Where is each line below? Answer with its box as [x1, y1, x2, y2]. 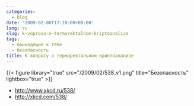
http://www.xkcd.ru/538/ [14, 86, 75, 94]
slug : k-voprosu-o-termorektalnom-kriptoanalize [6, 31, 129, 37]
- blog [11, 14, 28, 20]
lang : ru [6, 25, 28, 31]
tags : [6, 36, 20, 42]
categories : [6, 8, 36, 15]
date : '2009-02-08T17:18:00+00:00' [6, 20, 94, 25]
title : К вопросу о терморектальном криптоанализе [6, 53, 134, 59]
